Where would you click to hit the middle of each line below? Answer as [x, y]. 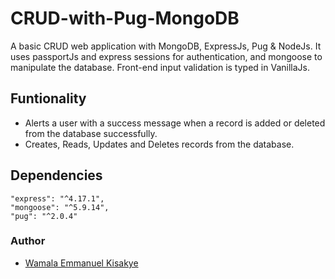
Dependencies [56, 175]
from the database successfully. [91, 133]
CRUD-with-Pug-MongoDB [125, 18]
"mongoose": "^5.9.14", [60, 207]
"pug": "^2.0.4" [44, 216]
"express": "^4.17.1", [57, 198]
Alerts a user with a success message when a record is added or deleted [175, 123]
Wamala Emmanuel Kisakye [81, 263]
